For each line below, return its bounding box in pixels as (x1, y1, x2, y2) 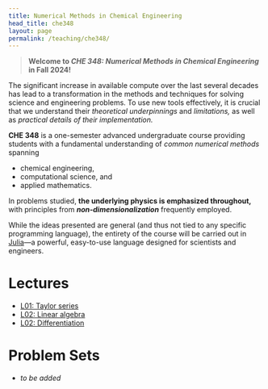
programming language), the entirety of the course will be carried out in (8, 229, 247, 239)
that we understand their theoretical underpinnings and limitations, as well (8, 107, 256, 116)
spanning (8, 148, 40, 157)
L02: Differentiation (19, 318, 85, 328)
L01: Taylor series (19, 301, 79, 311)
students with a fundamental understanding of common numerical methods (8, 139, 260, 149)
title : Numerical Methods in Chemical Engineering (8, 11, 182, 20)
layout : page (8, 27, 52, 35)
